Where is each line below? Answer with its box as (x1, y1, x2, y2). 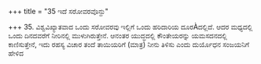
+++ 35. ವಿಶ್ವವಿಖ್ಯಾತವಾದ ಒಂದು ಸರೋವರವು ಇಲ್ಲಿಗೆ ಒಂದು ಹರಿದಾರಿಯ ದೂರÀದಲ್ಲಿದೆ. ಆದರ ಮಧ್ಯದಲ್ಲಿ (8, 23, 253, 31)
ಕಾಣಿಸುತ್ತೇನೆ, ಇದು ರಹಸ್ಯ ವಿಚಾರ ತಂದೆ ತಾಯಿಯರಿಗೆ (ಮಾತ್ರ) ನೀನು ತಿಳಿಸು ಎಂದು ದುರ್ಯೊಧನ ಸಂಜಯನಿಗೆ (8, 40, 250, 49)
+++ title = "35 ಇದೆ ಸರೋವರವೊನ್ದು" (8, 7, 108, 16)
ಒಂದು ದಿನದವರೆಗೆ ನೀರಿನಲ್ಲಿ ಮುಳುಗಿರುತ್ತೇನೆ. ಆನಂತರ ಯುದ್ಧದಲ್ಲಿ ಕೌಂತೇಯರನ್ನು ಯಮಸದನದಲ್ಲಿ (8, 31, 228, 40)
